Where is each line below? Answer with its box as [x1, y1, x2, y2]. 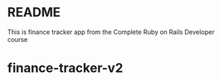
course [7, 35, 28, 43]
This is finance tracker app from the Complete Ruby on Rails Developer [7, 28, 215, 36]
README [7, 4, 61, 21]
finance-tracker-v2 [7, 60, 123, 76]
